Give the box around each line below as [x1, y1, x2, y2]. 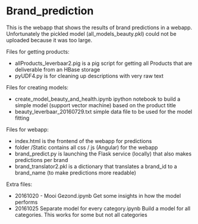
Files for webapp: [6, 126, 49, 133]
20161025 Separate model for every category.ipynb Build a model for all [14, 204, 191, 212]
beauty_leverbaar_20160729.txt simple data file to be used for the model [14, 108, 192, 115]
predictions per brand [14, 156, 68, 163]
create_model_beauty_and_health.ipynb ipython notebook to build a [14, 95, 181, 102]
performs [14, 198, 38, 206]
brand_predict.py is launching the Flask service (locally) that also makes [14, 150, 192, 157]
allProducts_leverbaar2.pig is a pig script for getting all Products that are [14, 60, 193, 67]
